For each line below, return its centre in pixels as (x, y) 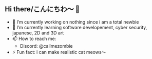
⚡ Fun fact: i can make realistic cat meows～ (59, 52)
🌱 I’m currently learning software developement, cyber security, (80, 27)
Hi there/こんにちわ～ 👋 (42, 9)
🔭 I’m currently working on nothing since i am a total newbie (75, 22)
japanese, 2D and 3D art (38, 33)
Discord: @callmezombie (46, 46)
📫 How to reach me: (34, 38)
